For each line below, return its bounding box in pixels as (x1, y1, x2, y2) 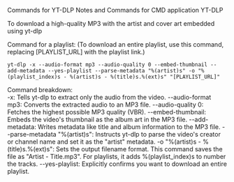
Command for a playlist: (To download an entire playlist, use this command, (7, 40, 224, 48)
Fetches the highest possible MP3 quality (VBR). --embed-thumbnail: (7, 108, 207, 116)
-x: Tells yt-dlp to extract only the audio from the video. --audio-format (7, 93, 212, 101)
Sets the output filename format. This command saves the (55, 145, 223, 153)
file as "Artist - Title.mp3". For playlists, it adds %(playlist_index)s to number (7, 153, 226, 160)
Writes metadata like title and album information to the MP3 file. (37, 123, 221, 131)
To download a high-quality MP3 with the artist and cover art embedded (7, 20, 215, 27)
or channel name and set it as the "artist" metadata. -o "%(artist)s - (7, 137, 201, 146)
